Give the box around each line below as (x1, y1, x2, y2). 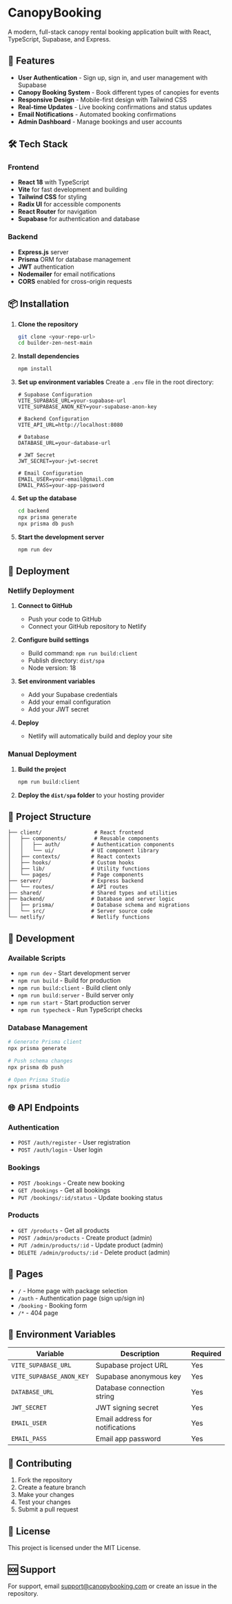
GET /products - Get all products (17, 1226, 109, 1234)
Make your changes (17, 1491, 74, 1499)
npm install (17, 365, 52, 372)
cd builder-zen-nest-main (17, 340, 92, 347)
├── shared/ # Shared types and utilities (8, 890, 178, 897)
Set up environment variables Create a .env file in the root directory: (17, 378, 214, 386)
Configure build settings (17, 636, 89, 644)
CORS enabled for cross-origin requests (17, 277, 133, 285)
